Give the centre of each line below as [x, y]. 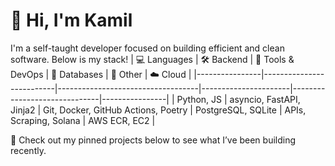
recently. [28, 150]
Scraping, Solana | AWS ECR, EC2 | [83, 120]
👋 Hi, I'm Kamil [71, 20]
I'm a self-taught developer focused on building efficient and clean [147, 48]
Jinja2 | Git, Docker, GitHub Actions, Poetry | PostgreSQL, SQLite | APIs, [158, 110]
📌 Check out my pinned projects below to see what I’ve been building [153, 140]
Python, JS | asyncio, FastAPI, [238, 99]
